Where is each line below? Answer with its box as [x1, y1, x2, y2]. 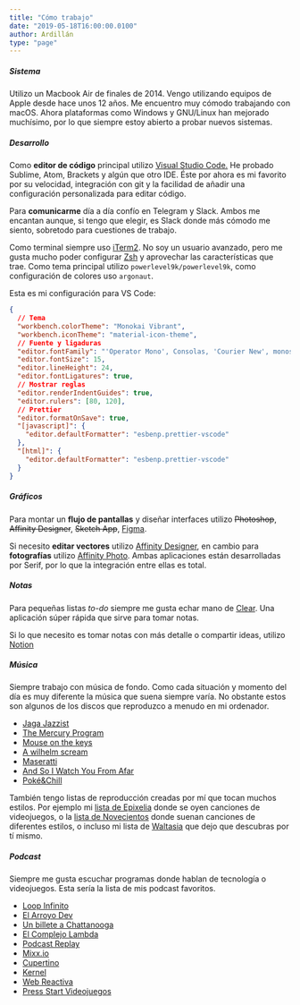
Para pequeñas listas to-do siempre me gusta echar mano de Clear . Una [9, 602, 275, 613]
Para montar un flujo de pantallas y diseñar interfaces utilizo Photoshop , [9, 514, 277, 524]
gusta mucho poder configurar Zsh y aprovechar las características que [9, 251, 274, 262]
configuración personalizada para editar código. [9, 189, 187, 200]
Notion [9, 639, 34, 650]
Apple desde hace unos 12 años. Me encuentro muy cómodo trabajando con [9, 98, 291, 108]
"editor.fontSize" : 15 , [17, 355, 105, 364]
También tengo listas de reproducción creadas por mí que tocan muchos [9, 793, 277, 804]
